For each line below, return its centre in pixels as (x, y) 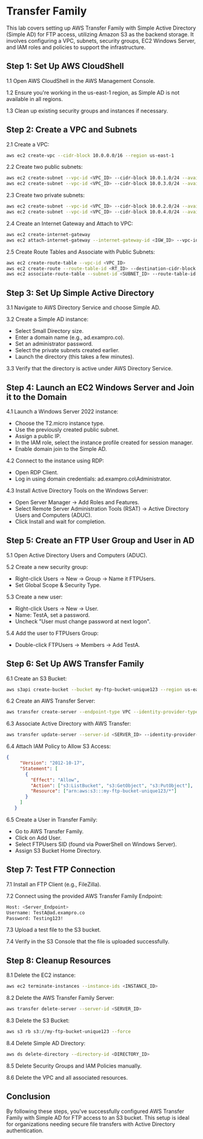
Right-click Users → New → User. (56, 608)
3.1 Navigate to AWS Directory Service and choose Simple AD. (83, 307)
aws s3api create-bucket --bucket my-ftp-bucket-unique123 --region (94, 689)
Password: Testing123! (35, 918)
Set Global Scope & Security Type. (58, 585)
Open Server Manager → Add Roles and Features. (77, 502)
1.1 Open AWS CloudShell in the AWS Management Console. (81, 80)
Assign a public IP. (38, 436)
